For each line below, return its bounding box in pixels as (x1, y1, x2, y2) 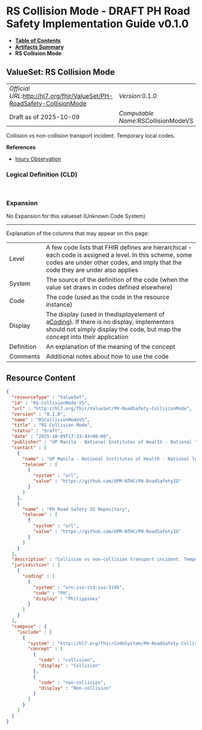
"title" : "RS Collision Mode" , (11, 422, 93, 428)
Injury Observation (14, 155, 61, 162)
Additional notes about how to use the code (46, 352, 169, 361)
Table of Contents (14, 37, 61, 44)
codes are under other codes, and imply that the (46, 259, 182, 267)
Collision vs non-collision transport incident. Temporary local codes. (6, 132, 176, 139)
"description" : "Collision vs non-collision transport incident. (11, 556, 182, 563)
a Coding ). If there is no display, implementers (46, 317, 174, 326)
